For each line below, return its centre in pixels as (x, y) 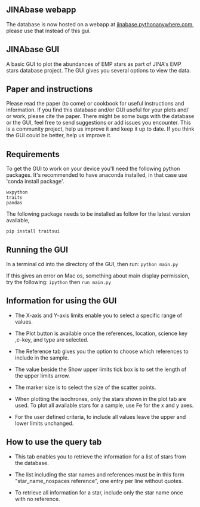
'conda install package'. (35, 182)
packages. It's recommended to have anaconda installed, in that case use (97, 175)
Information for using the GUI (61, 301)
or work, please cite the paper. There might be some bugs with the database (100, 116)
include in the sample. (42, 357)
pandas (14, 203)
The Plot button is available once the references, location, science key (101, 333)
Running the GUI (37, 250)
